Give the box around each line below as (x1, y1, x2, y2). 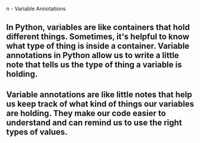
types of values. (6, 127, 68, 137)
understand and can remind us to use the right (6, 117, 182, 127)
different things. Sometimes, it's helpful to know (6, 32, 190, 42)
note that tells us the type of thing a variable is (6, 60, 182, 70)
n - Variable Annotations (6, 5, 66, 12)
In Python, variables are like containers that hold (6, 22, 190, 32)
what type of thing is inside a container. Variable (6, 41, 190, 51)
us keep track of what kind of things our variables (6, 99, 195, 109)
